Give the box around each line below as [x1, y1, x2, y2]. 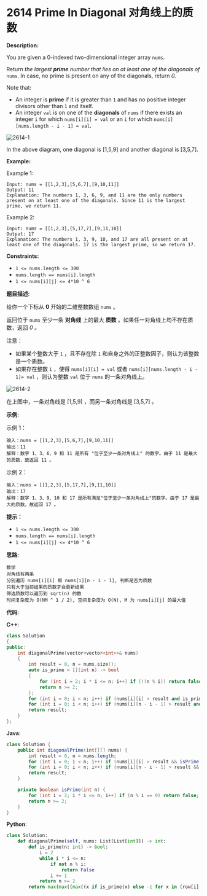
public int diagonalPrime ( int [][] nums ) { [17, 747, 128, 753]
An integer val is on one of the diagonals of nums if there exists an [15, 109, 182, 116]
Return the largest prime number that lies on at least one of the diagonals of [6, 65, 200, 72]
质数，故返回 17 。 [15, 501, 59, 507]
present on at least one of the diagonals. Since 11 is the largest [6, 197, 186, 203]
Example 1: [6, 169, 34, 177]
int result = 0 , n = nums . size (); [28, 661, 117, 668]
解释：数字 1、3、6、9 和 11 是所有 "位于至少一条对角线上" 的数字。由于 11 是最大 [6, 450, 198, 456]
